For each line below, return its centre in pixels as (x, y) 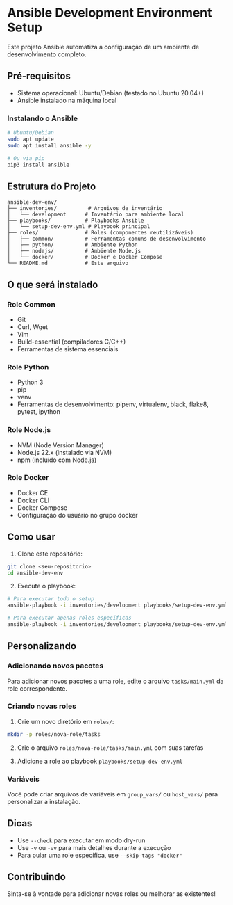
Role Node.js (29, 430)
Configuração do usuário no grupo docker (77, 515)
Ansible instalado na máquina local (67, 100)
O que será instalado (53, 284)
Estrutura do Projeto (52, 186)
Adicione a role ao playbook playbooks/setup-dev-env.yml (100, 761)
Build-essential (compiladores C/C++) (71, 342)
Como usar (32, 537)
